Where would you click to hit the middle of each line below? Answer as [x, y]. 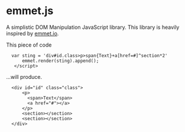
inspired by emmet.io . [33, 33]
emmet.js [30, 11]
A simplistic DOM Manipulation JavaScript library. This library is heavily [93, 27]
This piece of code [29, 45]
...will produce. [24, 77]
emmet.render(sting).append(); [60, 61]
